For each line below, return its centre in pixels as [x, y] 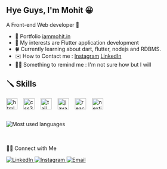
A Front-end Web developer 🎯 [43, 24]
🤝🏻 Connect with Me [31, 148]
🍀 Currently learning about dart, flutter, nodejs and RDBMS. [88, 49]
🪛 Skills [21, 84]
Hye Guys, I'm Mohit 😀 [50, 10]
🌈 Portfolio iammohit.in [43, 36]
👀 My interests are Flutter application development [77, 42]
